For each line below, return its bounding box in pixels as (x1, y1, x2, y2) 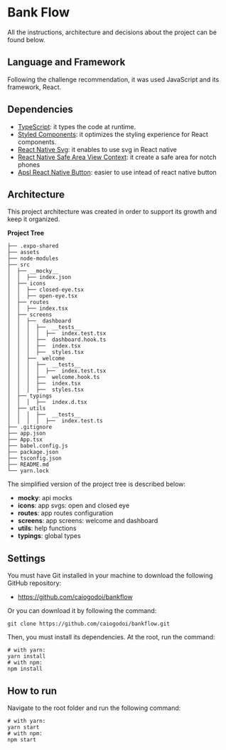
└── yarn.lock (7, 467, 50, 475)
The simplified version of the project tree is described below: (7, 480, 186, 489)
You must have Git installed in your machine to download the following (7, 572, 213, 580)
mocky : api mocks (17, 494, 72, 502)
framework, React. (7, 83, 62, 91)
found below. (7, 35, 45, 44)
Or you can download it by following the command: (7, 607, 157, 615)
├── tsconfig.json (7, 455, 62, 462)
